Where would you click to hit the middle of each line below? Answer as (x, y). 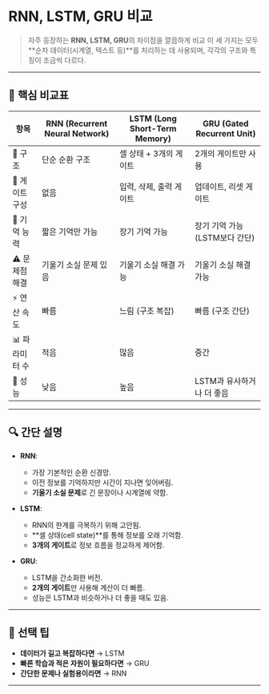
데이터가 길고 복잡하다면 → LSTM (72, 653)
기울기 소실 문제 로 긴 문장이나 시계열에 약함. (100, 492)
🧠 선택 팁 (29, 633)
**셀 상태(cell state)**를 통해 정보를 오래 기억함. (108, 535)
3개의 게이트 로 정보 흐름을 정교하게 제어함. (98, 545)
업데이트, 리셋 (219, 187)
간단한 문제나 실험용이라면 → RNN (73, 673)
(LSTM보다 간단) (225, 237)
